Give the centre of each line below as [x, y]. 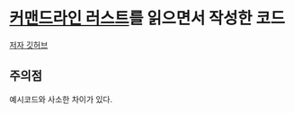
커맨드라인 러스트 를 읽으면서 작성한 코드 [147, 18]
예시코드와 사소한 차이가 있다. [61, 99]
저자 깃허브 [29, 45]
